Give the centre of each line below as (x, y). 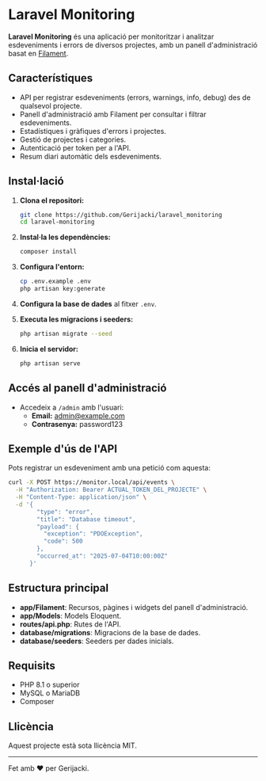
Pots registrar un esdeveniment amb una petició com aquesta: (110, 468)
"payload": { (58, 527)
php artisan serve (50, 363)
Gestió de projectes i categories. (73, 139)
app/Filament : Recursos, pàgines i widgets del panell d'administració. (134, 607)
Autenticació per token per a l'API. (75, 147)
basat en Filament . (38, 53)
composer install (48, 252)
